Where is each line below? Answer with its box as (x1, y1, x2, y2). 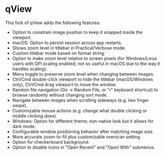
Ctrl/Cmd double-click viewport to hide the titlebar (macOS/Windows (12, 76, 153, 82)
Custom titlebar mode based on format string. (12, 50, 106, 56)
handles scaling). (12, 65, 47, 72)
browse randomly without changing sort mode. (12, 92, 108, 98)
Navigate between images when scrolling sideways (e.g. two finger (12, 97, 149, 103)
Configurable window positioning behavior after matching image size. (12, 128, 154, 134)
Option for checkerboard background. (12, 139, 90, 145)
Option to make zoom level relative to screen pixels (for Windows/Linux (12, 55, 157, 61)
